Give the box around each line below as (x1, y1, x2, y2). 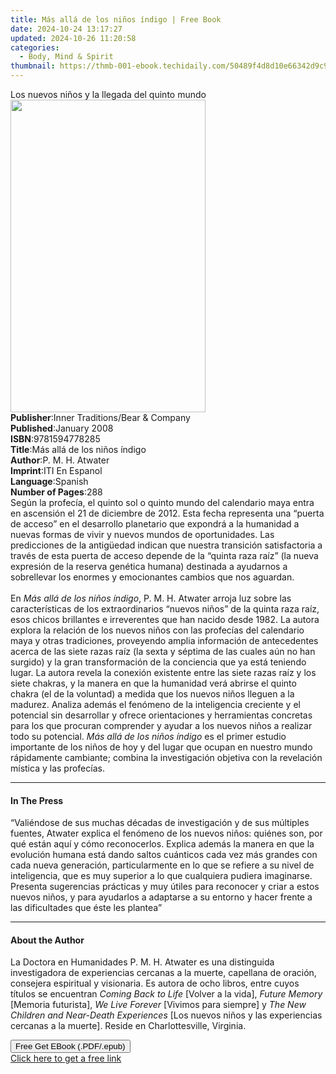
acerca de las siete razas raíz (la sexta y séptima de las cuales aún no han (10, 646, 316, 657)
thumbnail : (10, 61, 56, 71)
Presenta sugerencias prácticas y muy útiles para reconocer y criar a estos (10, 881, 320, 893)
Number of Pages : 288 (10, 486, 103, 498)
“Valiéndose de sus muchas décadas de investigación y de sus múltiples (10, 817, 310, 829)
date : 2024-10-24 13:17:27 (10, 24, 123, 34)
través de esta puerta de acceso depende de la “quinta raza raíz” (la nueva (10, 550, 319, 561)
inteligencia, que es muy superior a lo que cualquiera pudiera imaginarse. (10, 870, 313, 882)
